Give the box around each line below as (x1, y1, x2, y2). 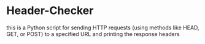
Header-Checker (6, 4, 94, 18)
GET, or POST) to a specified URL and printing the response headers (6, 30, 180, 37)
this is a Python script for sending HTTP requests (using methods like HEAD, (6, 24, 199, 31)
